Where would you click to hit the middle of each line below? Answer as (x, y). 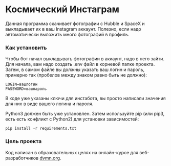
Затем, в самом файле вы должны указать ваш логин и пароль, (75, 69)
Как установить (26, 48)
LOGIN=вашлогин (22, 85)
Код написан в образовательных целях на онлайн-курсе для (72, 152)
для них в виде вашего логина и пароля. (49, 104)
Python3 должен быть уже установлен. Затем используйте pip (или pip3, (85, 114)
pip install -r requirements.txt (41, 129)
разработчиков (22, 158)
